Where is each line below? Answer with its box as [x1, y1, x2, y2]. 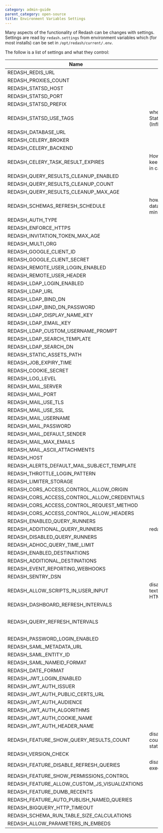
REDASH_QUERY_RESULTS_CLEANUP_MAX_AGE [7, 189, 120, 196]
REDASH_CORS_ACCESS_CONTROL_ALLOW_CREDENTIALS [7, 494, 145, 501]
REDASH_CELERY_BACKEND [7, 145, 73, 152]
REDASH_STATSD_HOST [7, 85, 64, 92]
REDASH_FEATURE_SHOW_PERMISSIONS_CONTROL [7, 773, 130, 779]
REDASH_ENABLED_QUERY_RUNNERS [7, 518, 96, 525]
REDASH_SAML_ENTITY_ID [7, 652, 70, 658]
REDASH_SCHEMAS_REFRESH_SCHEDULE [7, 203, 106, 210]
